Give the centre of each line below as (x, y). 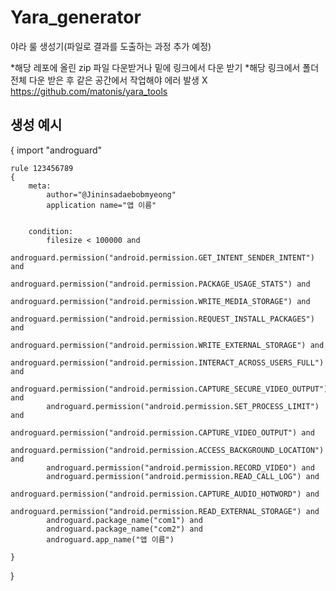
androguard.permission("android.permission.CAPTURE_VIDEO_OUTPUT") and (162, 432)
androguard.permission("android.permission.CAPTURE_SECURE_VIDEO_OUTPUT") (169, 389)
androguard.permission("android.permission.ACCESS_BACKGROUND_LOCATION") (167, 450)
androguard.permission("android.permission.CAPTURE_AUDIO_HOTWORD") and (165, 494)
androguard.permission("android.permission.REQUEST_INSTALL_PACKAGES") (162, 319)
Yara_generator (76, 17)
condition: (51, 231)
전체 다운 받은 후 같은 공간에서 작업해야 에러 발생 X (109, 80)
